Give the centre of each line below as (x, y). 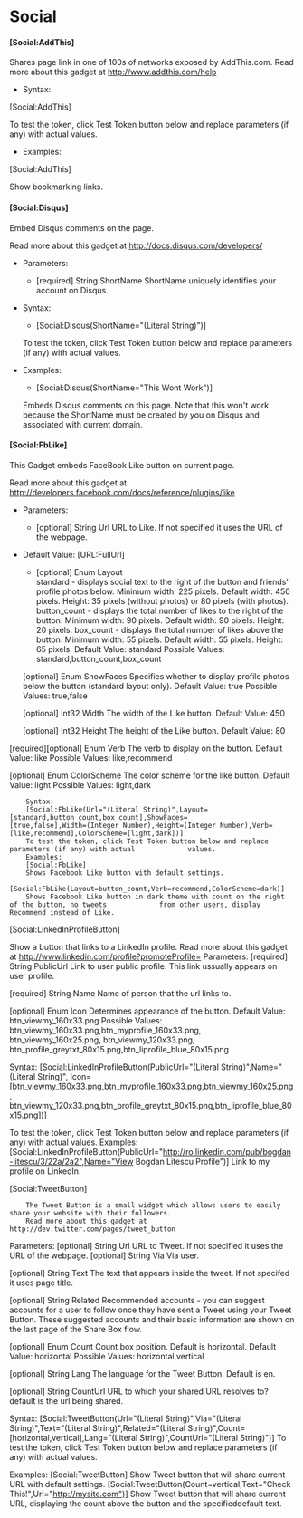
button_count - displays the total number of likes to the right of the (160, 610)
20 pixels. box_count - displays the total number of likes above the (160, 629)
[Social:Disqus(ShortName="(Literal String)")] (121, 325)
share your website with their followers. (90, 1213)
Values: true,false (55, 696)
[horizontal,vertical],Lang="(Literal (74, 1437)
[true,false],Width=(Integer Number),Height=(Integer (113, 825)
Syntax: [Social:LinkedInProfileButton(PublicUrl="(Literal (114, 1067)
